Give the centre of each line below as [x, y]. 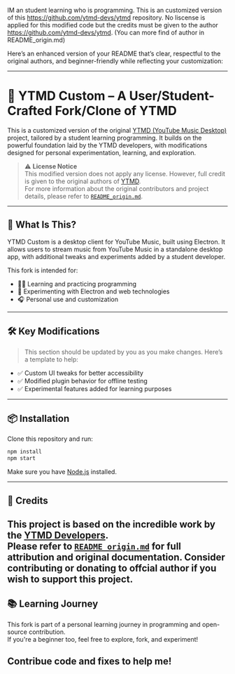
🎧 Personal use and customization [68, 299]
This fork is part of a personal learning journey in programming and [104, 624]
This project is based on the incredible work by [111, 524]
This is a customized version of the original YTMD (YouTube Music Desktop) [117, 130]
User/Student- [172, 96]
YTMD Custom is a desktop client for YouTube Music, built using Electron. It [116, 242]
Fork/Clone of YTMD [116, 111]
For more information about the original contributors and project [116, 188]
